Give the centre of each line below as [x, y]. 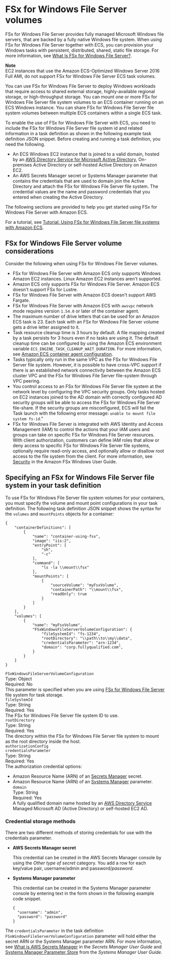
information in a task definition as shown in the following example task [78, 133]
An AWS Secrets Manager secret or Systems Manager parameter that [85, 175]
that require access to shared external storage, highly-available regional [80, 91]
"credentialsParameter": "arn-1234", [81, 643]
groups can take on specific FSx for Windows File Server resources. [83, 434]
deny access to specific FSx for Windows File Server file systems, [81, 445]
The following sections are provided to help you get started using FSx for [81, 207]
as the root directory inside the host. [43, 741]
